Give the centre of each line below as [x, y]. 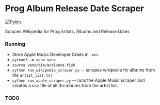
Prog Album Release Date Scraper [75, 9]
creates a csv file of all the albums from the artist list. [65, 86]
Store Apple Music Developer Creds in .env [55, 54]
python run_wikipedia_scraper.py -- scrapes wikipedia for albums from [83, 70]
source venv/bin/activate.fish [44, 65]
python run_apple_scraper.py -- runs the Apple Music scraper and [79, 80]
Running [15, 44]
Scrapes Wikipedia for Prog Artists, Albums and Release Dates [67, 31]
